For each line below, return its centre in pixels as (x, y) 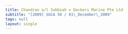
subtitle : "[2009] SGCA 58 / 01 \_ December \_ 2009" (59, 14)
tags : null (17, 19)
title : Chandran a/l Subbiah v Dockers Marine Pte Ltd (64, 10)
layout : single (21, 24)
